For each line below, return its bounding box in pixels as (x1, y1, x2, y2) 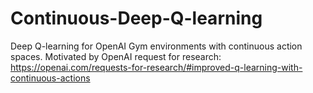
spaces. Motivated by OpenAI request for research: (10, 50, 222, 62)
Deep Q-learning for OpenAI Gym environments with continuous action (10, 40, 303, 52)
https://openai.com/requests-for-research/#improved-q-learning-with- (10, 61, 303, 73)
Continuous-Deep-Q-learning (10, 7, 263, 30)
